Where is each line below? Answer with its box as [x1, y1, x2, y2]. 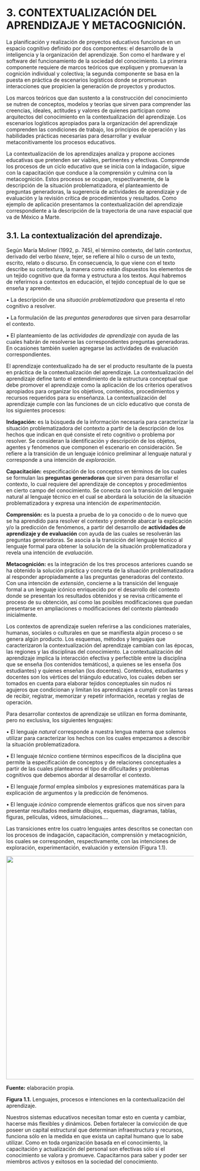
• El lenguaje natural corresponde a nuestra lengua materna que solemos [6, 728, 186, 735]
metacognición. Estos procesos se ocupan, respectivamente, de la [6, 175, 170, 182]
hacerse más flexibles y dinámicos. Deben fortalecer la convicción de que [6, 1120, 187, 1127]
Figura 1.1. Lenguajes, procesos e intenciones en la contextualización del [6, 1095, 185, 1102]
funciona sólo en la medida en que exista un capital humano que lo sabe [6, 1132, 183, 1139]
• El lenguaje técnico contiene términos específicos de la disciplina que [6, 752, 182, 759]
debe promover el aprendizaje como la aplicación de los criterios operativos [6, 381, 192, 389]
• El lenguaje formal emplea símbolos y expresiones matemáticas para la [6, 782, 185, 790]
